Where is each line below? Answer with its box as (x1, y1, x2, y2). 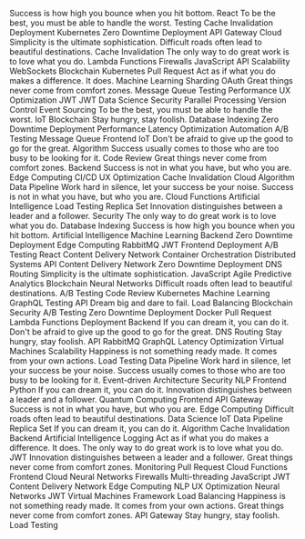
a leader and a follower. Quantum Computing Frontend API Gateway (9, 394, 264, 404)
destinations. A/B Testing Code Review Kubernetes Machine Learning (9, 288, 270, 298)
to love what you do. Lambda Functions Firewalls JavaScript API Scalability (9, 56, 290, 66)
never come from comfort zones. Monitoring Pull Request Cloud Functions (9, 462, 289, 472)
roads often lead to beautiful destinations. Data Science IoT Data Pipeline (9, 414, 284, 424)
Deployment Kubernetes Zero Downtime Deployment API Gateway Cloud (9, 27, 282, 37)
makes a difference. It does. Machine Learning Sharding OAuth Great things (9, 75, 293, 85)
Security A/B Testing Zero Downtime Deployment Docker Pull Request (9, 307, 272, 317)
